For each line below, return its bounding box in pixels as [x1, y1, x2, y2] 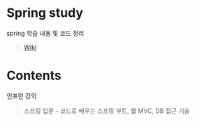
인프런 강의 [6, 91, 37, 100]
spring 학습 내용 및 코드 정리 [6, 29, 85, 37]
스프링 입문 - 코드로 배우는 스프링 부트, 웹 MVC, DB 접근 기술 [23, 107, 190, 115]
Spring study [6, 5, 84, 21]
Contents [6, 68, 62, 83]
